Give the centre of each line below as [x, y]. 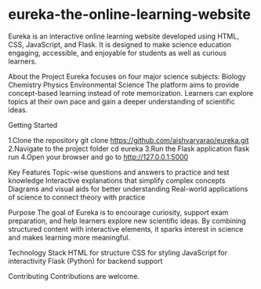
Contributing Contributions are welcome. [74, 276]
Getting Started [33, 125]
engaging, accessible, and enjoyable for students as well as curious [118, 53]
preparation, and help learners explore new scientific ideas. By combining [127, 221]
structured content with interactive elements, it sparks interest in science [126, 229]
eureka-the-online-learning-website [129, 15]
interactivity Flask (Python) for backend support [85, 261]
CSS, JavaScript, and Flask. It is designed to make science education [120, 44]
